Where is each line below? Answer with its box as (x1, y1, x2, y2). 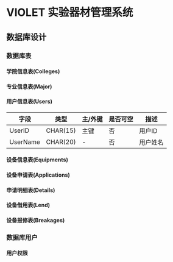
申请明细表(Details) (6, 186, 55, 194)
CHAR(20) (46, 138, 76, 146)
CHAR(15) (46, 126, 76, 135)
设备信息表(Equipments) (6, 156, 68, 163)
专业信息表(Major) (6, 83, 52, 90)
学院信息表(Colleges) (6, 68, 60, 75)
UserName (9, 138, 41, 146)
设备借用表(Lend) (6, 202, 51, 209)
